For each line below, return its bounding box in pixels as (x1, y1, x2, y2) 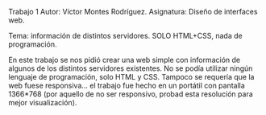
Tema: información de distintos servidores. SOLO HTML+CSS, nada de (8, 31, 243, 40)
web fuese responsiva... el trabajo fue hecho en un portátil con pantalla (8, 80, 246, 90)
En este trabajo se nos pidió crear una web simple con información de (8, 55, 240, 64)
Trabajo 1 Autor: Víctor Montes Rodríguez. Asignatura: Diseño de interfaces (8, 7, 258, 16)
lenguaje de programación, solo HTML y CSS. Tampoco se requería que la (8, 72, 255, 81)
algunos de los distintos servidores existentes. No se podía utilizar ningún (8, 64, 253, 73)
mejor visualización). (8, 98, 77, 107)
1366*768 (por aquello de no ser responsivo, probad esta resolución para (8, 89, 254, 99)
